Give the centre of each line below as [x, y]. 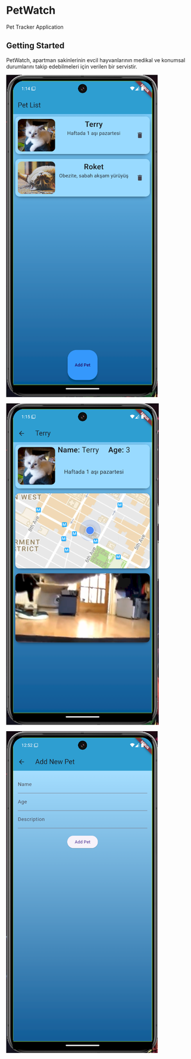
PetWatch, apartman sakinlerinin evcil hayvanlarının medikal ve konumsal [96, 60]
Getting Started [35, 46]
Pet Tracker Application [35, 27]
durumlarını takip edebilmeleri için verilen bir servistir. [72, 66]
